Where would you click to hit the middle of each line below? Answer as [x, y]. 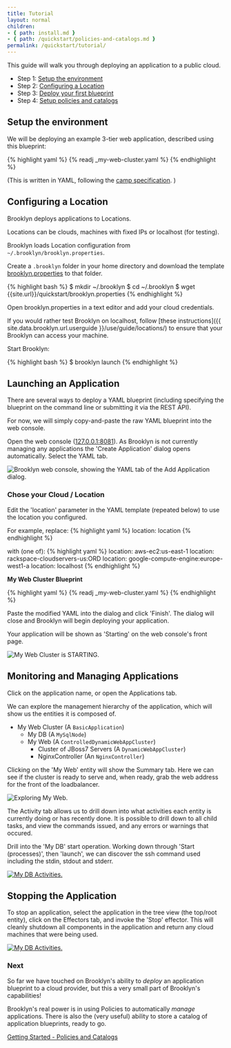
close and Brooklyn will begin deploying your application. [88, 621]
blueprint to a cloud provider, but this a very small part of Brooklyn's [104, 988]
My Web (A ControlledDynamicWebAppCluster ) [92, 741]
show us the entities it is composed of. [62, 714]
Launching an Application [63, 384]
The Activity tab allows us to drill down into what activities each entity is [109, 811]
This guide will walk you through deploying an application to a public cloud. [114, 65]
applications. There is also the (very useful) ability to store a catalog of [108, 1016]
